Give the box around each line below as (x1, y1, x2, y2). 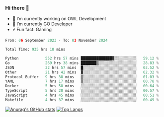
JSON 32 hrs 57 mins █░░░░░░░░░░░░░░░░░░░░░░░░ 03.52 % (5, 65, 159, 70)
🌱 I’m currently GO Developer (12, 21, 73, 27)
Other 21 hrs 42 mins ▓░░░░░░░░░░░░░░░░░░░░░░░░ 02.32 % (5, 69, 159, 75)
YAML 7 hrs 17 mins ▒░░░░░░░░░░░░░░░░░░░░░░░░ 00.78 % (5, 79, 159, 84)
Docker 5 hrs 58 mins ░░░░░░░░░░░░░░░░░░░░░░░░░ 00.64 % (5, 84, 159, 89)
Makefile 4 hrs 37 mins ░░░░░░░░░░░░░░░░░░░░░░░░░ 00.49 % (5, 97, 159, 102)
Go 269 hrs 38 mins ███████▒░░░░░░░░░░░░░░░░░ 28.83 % (5, 60, 159, 65)
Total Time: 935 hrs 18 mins (5, 47, 66, 52)
